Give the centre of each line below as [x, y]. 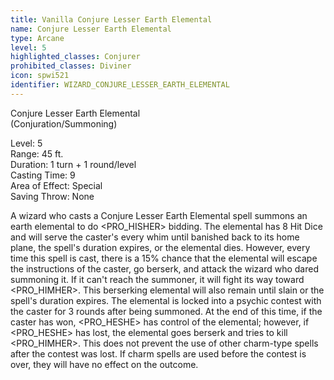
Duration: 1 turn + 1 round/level [73, 164]
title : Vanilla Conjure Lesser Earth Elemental [111, 19]
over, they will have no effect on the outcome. [104, 364]
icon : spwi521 [40, 76]
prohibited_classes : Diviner [71, 66]
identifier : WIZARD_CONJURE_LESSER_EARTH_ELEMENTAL [120, 85]
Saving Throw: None [52, 196]
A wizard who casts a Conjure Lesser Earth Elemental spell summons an [159, 215]
